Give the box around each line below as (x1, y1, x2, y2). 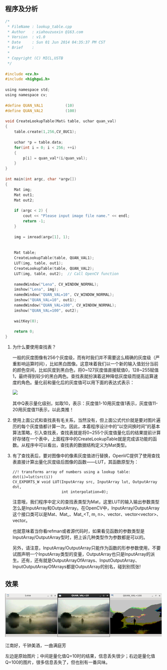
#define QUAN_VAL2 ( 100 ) (5, 108, 77, 113)
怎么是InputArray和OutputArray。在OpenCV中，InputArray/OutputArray (12, 505, 160, 511)
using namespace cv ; (5, 93, 48, 98)
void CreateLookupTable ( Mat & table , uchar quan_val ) (5, 119, 117, 124)
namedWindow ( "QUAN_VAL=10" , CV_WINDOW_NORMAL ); (14, 292, 114, 298)
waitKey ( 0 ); (14, 319, 39, 324)
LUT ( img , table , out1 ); (14, 261, 64, 266)
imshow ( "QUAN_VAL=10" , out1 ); (14, 298, 77, 303)
